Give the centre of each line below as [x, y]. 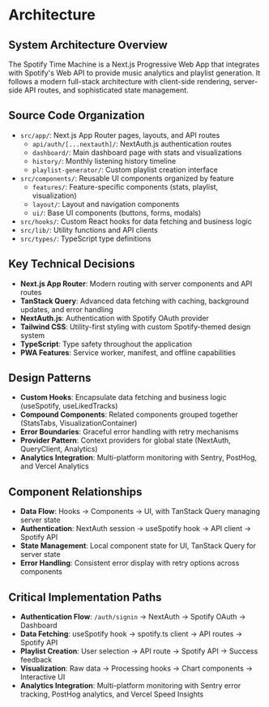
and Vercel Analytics [54, 466]
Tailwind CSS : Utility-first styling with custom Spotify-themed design [135, 327]
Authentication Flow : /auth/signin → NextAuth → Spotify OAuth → [133, 617]
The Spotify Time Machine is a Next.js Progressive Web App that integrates [134, 64]
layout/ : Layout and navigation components [106, 204]
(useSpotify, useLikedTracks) [69, 406]
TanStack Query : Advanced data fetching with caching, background [134, 301]
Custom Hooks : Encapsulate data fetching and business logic [123, 397]
